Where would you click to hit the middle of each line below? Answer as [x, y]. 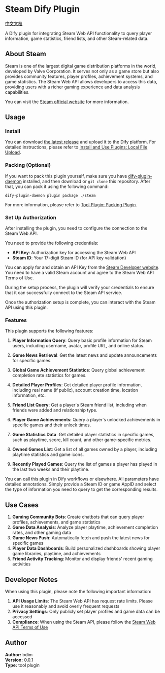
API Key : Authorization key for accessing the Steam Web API [74, 253]
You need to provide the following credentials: [52, 243]
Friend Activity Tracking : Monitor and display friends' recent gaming [82, 559]
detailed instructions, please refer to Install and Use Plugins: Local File [76, 147]
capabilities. [17, 92]
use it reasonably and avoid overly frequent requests [66, 606]
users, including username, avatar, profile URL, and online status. [78, 346]
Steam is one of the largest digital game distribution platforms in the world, [81, 66]
